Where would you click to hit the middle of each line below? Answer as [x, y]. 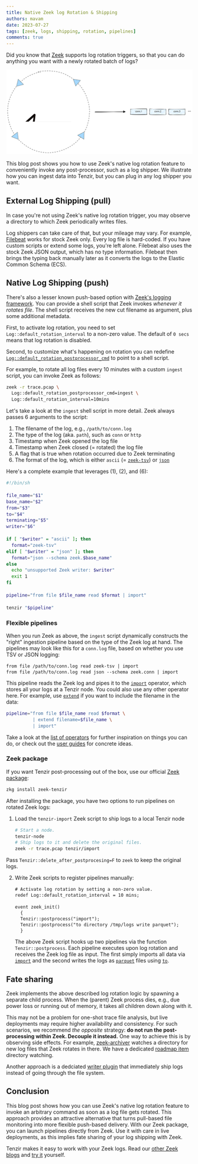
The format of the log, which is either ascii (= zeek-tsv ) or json [92, 460]
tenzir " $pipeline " [30, 608]
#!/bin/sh [18, 483]
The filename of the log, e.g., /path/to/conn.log [73, 429]
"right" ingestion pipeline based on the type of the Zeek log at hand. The [95, 642]
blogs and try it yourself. [36, 1155]
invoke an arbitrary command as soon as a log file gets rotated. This [89, 1112]
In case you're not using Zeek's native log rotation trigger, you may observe [98, 215]
